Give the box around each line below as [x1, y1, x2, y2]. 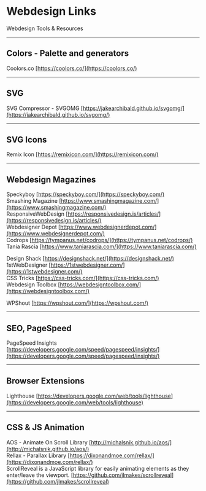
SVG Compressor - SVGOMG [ [6, 104, 83, 112]
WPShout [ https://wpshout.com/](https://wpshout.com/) [6, 299, 149, 307]
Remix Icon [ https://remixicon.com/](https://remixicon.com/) [6, 151, 159, 158]
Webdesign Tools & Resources [6, 25, 84, 32]
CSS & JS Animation [6, 422, 85, 433]
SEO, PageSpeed [6, 323, 72, 333]
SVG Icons [6, 134, 47, 145]
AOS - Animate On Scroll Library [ [6, 438, 91, 446]
